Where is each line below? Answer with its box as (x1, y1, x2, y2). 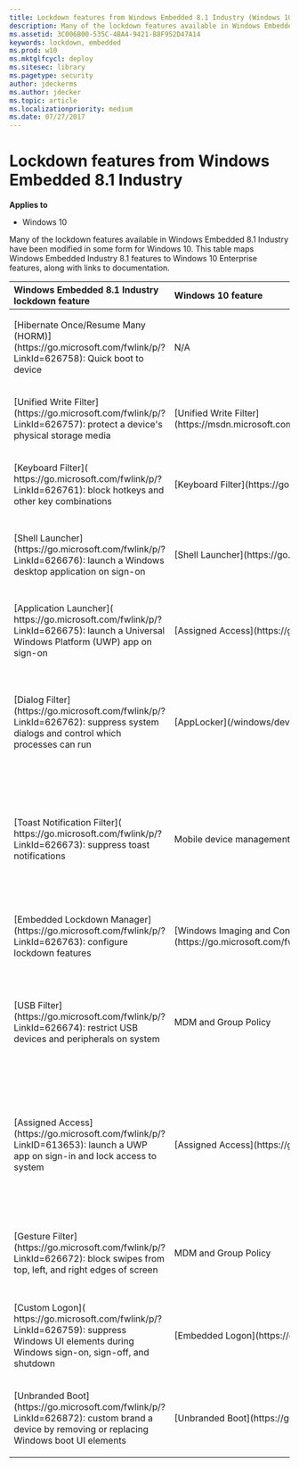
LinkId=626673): (13, 839, 86, 851)
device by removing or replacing (13, 1423, 149, 1436)
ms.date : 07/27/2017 (9, 112, 86, 121)
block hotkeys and (87, 484, 165, 496)
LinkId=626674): (13, 1022, 86, 1034)
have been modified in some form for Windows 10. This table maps (9, 244, 255, 254)
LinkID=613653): (13, 1139, 87, 1151)
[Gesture (13, 1231, 51, 1243)
